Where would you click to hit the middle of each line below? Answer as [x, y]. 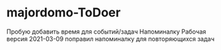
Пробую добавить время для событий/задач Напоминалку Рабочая [106, 32]
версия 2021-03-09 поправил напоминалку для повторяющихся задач [110, 38]
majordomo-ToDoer [64, 13]
